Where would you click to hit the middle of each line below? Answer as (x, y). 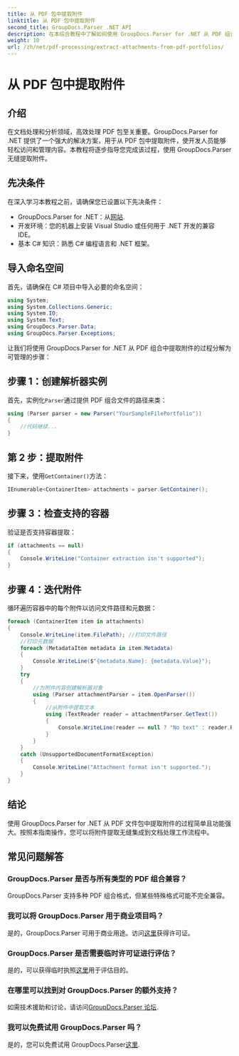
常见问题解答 (36, 857)
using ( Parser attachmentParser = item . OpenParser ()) (114, 694)
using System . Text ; (36, 320)
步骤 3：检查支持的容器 (58, 513)
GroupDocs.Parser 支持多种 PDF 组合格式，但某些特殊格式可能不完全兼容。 (118, 895)
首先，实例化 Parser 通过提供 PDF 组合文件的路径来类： (87, 400)
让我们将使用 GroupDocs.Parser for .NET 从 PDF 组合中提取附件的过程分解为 (119, 347)
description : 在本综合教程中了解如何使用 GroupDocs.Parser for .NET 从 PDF (115, 34)
